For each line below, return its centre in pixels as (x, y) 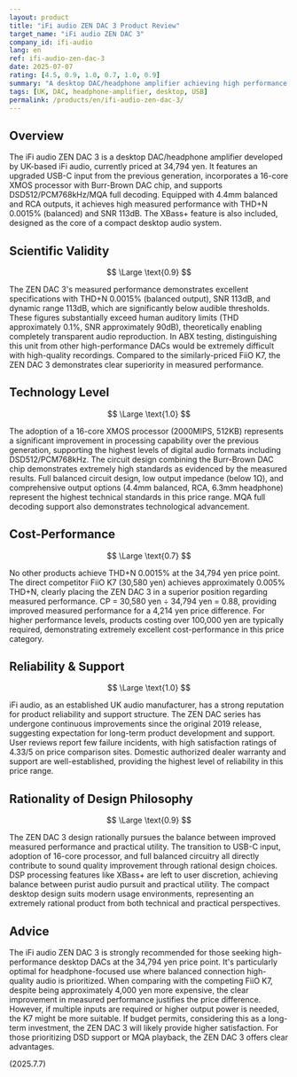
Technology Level (59, 392)
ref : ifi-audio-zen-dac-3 (57, 59)
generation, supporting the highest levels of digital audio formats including (145, 449)
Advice (29, 931)
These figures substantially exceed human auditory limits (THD (124, 317)
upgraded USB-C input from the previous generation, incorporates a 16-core (149, 176)
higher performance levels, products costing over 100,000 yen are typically (146, 620)
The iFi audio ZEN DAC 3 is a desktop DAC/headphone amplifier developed (146, 157)
